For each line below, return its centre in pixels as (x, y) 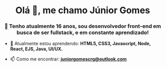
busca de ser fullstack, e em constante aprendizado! (83, 32)
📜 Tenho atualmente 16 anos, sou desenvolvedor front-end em (83, 26)
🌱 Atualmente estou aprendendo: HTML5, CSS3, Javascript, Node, (80, 44)
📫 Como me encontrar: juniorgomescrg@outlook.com (68, 59)
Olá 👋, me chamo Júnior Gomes (83, 10)
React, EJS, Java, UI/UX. (36, 49)
